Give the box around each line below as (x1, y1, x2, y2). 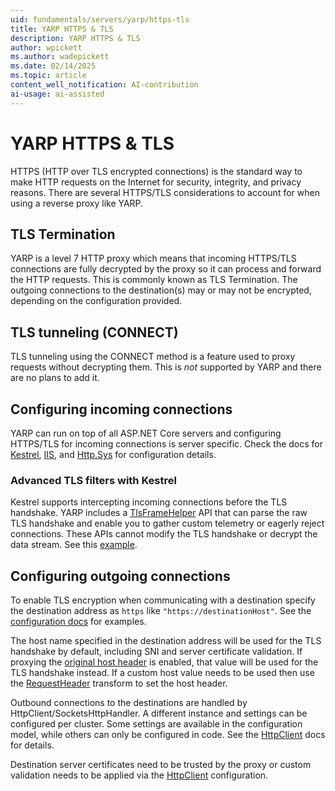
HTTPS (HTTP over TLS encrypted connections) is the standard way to (10, 165, 303, 177)
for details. (10, 739, 55, 751)
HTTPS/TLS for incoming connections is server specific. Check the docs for (10, 438, 324, 450)
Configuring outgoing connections (10, 567, 231, 585)
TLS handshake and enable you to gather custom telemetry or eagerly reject (10, 517, 325, 530)
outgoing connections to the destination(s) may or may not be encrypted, (10, 284, 312, 296)
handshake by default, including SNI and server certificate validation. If (10, 646, 303, 658)
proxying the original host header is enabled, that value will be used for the (10, 656, 319, 668)
